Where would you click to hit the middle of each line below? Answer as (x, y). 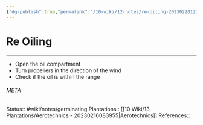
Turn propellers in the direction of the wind (68, 70)
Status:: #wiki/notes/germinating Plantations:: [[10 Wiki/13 (78, 109)
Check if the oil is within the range (57, 76)
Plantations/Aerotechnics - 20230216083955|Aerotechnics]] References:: (98, 115)
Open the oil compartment (48, 64)
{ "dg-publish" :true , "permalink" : (48, 12)
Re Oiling (29, 41)
